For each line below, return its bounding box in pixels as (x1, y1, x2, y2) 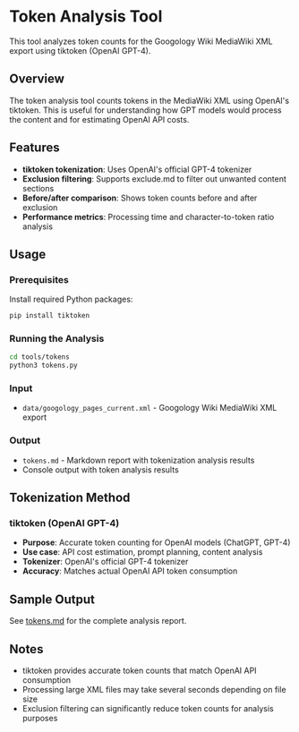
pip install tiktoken (9, 311, 90, 320)
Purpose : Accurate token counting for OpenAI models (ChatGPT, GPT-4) (21, 537, 291, 548)
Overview (9, 72, 65, 87)
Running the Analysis (9, 333, 105, 345)
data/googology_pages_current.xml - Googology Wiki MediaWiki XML (21, 403, 278, 413)
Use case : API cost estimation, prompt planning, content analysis (21, 547, 263, 558)
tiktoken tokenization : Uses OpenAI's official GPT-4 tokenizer (21, 164, 252, 174)
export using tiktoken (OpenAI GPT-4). (9, 45, 151, 55)
